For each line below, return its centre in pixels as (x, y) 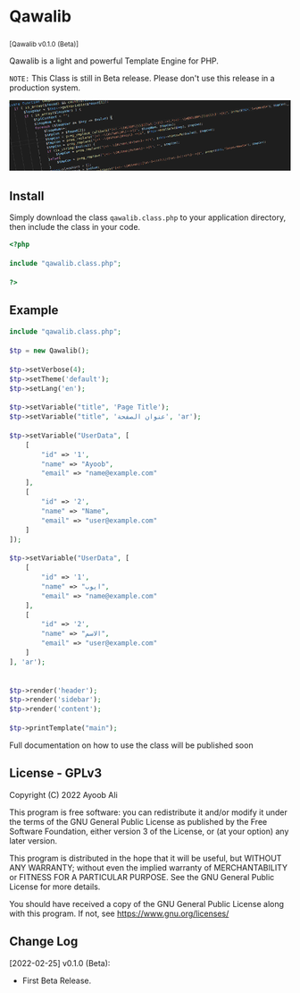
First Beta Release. (57, 980)
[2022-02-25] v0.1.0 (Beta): (60, 963)
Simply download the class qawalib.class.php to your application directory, (148, 217)
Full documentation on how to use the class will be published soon (131, 745)
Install (27, 195)
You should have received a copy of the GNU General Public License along (146, 904)
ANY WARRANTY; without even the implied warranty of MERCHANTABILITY (149, 867)
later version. (33, 840)
